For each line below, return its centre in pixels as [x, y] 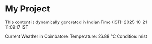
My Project [27, 9]
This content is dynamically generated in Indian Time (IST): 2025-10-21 [76, 22]
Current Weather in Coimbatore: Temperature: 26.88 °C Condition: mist [76, 36]
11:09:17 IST [17, 27]
